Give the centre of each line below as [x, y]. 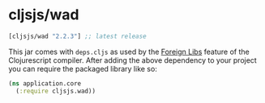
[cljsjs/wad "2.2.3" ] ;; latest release [78, 36]
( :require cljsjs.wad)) [56, 91]
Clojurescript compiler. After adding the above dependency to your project [132, 60]
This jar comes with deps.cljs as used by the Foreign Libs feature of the [129, 51]
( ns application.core [45, 83]
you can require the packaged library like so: [83, 68]
